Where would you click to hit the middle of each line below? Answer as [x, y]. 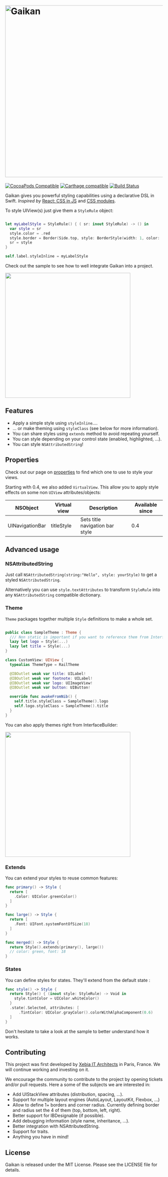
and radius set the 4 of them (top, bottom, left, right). [67, 1110]
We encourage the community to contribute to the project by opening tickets [84, 1079]
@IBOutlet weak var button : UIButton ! [50, 687]
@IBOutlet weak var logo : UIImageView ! [51, 683]
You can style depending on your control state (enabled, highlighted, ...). [87, 439]
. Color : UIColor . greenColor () [46, 896]
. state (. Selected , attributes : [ [44, 1008]
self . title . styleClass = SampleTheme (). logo [61, 701]
